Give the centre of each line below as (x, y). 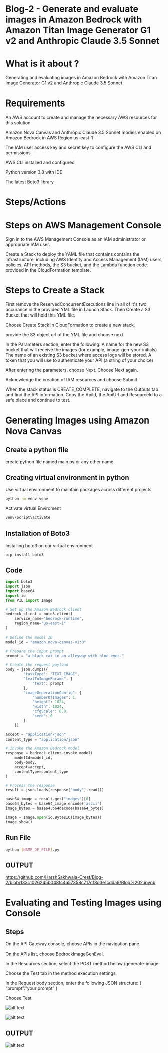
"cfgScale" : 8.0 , (50, 711)
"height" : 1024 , (49, 702)
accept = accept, (30, 767)
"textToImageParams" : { (48, 679)
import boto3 (19, 582)
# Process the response (30, 785)
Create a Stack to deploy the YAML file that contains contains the (72, 254)
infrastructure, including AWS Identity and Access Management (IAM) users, (84, 260)
